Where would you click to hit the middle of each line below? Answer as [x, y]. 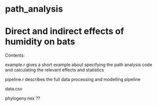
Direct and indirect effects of [65, 32]
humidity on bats [40, 42]
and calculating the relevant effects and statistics [55, 70]
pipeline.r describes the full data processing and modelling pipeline [73, 80]
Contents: [15, 55]
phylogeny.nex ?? [23, 98]
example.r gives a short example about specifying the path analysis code [79, 65]
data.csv [14, 89]
